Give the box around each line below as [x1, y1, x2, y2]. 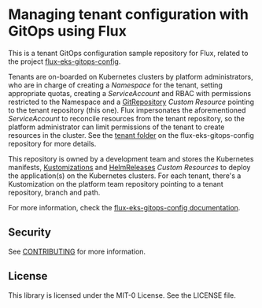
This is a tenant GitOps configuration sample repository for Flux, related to [8, 48, 249, 58]
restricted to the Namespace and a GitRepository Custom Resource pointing [8, 97, 254, 106]
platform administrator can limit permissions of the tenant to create [8, 122, 225, 132]
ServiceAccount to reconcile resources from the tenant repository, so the [8, 113, 245, 123]
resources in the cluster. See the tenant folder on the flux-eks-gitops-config [8, 130, 254, 139]
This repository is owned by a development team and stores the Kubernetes [8, 154, 254, 163]
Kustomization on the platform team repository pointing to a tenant [8, 179, 224, 188]
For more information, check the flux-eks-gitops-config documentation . [8, 202, 241, 212]
